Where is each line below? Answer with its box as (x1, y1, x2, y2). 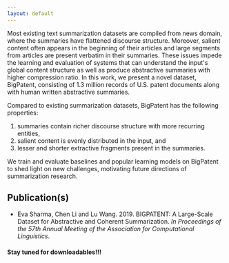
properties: (7, 108, 39, 117)
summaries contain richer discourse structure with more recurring (17, 121, 205, 130)
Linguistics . (17, 232, 50, 240)
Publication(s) (7, 192, 69, 204)
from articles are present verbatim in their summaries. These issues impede (7, 51, 222, 59)
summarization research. (7, 172, 78, 180)
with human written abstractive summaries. (7, 88, 130, 96)
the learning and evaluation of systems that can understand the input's (7, 58, 208, 66)
